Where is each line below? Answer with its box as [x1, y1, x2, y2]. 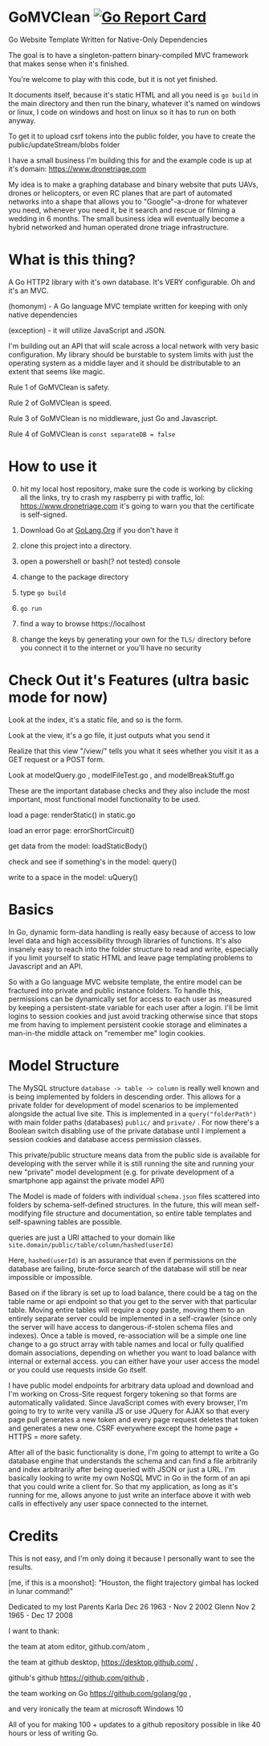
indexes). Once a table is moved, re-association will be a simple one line [8, 1331, 247, 1340]
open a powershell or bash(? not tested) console [19, 556, 181, 566]
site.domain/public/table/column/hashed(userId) [8, 1240, 174, 1249]
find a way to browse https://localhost [19, 618, 146, 628]
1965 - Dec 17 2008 [8, 1610, 74, 1620]
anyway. [8, 115, 36, 125]
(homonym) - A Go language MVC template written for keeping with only [8, 301, 248, 311]
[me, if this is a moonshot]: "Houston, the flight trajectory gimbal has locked [8, 1578, 259, 1587]
